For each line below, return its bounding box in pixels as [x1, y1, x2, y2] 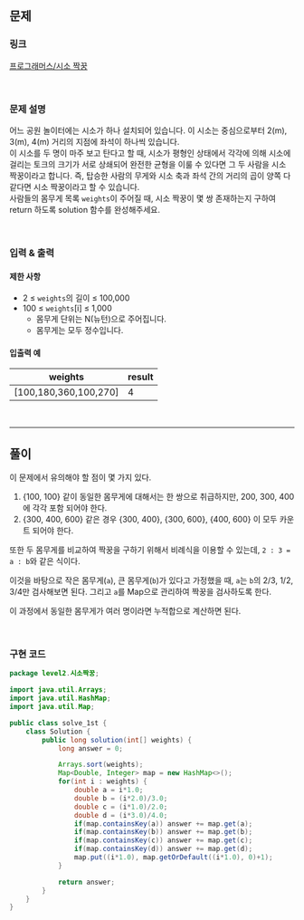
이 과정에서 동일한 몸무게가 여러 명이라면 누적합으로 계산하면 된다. [9, 606, 242, 617]
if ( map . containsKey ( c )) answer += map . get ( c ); [73, 836, 253, 845]
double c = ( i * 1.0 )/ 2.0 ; [73, 802, 168, 811]
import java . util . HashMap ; [9, 694, 111, 704]
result [128, 370, 154, 383]
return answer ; [57, 877, 116, 886]
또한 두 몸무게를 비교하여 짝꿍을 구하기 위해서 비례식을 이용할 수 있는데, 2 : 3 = [9, 544, 291, 555]
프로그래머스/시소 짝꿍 [9, 60, 88, 71]
